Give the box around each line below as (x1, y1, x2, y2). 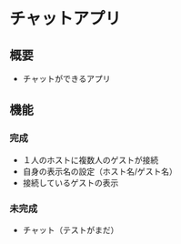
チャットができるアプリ (22, 74, 111, 84)
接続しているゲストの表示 (22, 177, 119, 188)
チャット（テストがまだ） (22, 224, 119, 235)
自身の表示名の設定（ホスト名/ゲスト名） (22, 166, 177, 177)
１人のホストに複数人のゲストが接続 (22, 154, 159, 165)
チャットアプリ (9, 8, 121, 29)
